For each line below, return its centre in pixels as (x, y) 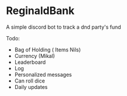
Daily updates (31, 87)
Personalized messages (43, 74)
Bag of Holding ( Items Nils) (47, 49)
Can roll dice (30, 81)
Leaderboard (30, 62)
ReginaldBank (40, 11)
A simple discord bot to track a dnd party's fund (63, 27)
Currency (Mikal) (35, 56)
